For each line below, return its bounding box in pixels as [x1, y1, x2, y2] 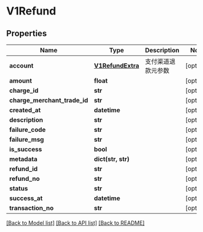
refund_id [9, 165, 38, 173]
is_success [9, 145, 42, 153]
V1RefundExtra [94, 61, 140, 70]
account [9, 61, 34, 70]
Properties [6, 28, 47, 39]
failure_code [9, 125, 47, 134]
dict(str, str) [94, 155, 130, 163]
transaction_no [9, 204, 54, 212]
